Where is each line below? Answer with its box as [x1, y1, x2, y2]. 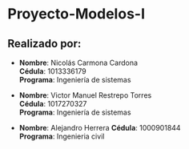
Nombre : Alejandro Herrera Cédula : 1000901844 [18, 123, 181, 132]
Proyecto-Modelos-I [7, 5, 146, 23]
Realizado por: [7, 37, 82, 50]
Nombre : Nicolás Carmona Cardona [18, 58, 138, 67]
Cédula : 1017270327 [18, 99, 87, 108]
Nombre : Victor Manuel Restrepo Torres [18, 91, 152, 100]
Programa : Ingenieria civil [18, 131, 105, 141]
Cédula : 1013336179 [18, 66, 86, 76]
